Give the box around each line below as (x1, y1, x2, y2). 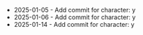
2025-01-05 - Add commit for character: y (13, 6, 136, 14)
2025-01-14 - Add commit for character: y (13, 21, 135, 28)
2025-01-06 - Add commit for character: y (13, 13, 136, 21)
